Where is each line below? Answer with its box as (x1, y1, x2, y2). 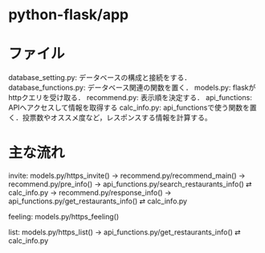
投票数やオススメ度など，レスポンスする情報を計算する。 (22, 113, 213, 122)
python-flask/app (8, 6, 129, 24)
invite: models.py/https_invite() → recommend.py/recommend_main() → (8, 171, 246, 181)
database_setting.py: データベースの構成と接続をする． (8, 73, 191, 82)
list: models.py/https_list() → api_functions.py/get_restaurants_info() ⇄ (8, 227, 241, 237)
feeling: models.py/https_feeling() (8, 212, 120, 222)
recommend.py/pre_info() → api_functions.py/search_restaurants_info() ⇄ (8, 179, 252, 189)
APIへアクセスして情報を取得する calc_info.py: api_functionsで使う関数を (8, 102, 251, 113)
